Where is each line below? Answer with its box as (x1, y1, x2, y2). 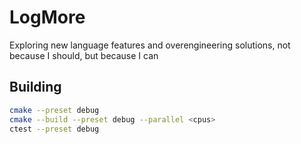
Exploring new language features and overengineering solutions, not (9, 39, 291, 51)
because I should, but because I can (9, 49, 159, 61)
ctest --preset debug (9, 124, 100, 134)
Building (9, 79, 62, 96)
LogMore (9, 6, 86, 29)
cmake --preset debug (9, 105, 100, 115)
